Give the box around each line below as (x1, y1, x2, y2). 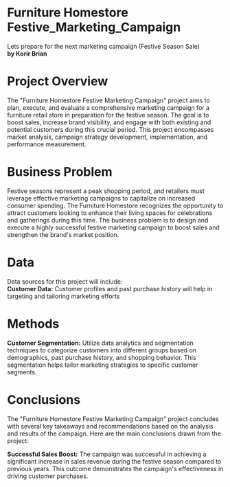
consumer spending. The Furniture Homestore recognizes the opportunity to (7, 201, 224, 209)
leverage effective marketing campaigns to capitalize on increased (7, 194, 196, 202)
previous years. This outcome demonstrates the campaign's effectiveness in (7, 464, 224, 473)
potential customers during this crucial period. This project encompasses (7, 125, 214, 133)
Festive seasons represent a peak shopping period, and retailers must (7, 187, 205, 195)
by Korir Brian (7, 49, 47, 58)
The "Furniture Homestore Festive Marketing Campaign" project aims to (7, 96, 211, 104)
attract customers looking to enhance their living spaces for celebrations (7, 208, 213, 217)
